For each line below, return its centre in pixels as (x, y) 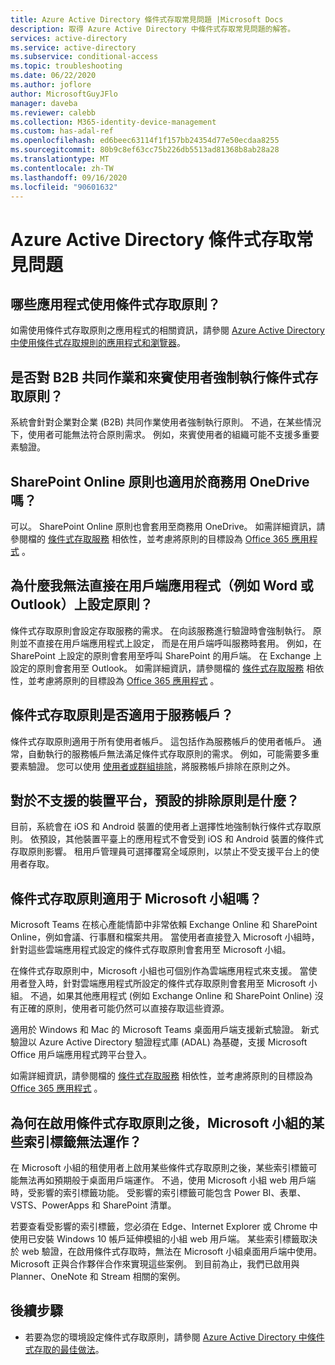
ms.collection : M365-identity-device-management (113, 122)
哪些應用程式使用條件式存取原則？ (115, 304)
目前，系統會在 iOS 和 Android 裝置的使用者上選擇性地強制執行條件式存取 (161, 827)
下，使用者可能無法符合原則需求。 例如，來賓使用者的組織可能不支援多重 (160, 435)
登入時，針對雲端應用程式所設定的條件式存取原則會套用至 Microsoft (167, 983)
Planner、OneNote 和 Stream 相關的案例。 (98, 1277)
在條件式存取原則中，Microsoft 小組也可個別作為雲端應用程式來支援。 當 (159, 971)
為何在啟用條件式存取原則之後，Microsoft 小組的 (161, 1122)
